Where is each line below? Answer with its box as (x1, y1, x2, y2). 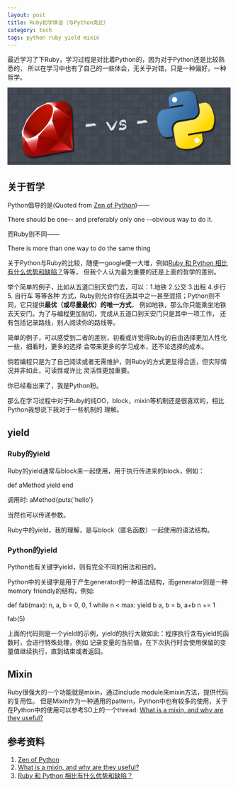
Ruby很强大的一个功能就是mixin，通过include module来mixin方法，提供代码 (7, 687, 229, 696)
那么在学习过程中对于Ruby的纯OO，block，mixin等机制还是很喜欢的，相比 (7, 397, 225, 405)
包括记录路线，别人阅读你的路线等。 (13, 318, 119, 327)
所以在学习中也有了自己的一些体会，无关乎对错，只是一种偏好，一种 (27, 64, 227, 73)
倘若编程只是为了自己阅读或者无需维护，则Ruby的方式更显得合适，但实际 (7, 358, 221, 366)
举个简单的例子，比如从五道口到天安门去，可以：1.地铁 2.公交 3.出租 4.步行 (7, 283, 227, 291)
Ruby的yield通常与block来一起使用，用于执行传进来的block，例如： (7, 466, 205, 475)
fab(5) (7, 615, 25, 623)
